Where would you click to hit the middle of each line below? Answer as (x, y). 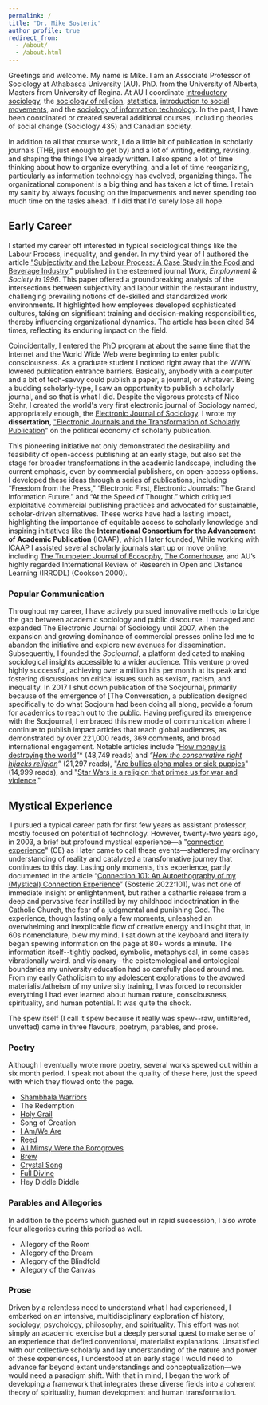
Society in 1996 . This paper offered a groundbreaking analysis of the (121, 279)
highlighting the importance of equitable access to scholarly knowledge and (133, 522)
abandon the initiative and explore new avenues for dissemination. (117, 645)
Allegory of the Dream (56, 1253)
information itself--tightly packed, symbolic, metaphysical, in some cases (129, 952)
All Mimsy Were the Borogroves (71, 1148)
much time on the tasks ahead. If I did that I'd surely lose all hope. (116, 201)
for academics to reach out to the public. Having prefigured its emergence (130, 713)
